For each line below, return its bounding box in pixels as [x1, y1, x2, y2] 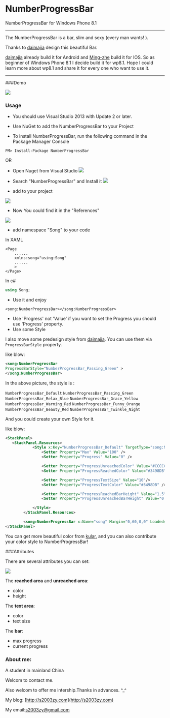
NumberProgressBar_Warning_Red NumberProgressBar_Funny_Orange [5, 401, 141, 407]
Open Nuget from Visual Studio [12, 168, 78, 174]
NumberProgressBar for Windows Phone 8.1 [5, 20, 97, 26]
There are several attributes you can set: [5, 558, 90, 564]
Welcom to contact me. [5, 677, 54, 683]
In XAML [5, 237, 23, 243]
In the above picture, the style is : [5, 380, 75, 386]
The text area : [5, 603, 35, 609]
